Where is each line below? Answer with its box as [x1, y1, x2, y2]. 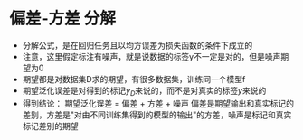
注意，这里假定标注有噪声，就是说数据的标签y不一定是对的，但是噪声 [22, 51, 281, 61]
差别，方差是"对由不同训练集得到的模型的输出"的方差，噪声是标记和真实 [22, 109, 292, 120]
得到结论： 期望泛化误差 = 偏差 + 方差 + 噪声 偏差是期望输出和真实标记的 [22, 98, 295, 108]
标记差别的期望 [22, 120, 79, 131]
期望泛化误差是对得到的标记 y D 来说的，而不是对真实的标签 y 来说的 [22, 85, 267, 98]
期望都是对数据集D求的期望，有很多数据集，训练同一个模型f [22, 73, 246, 84]
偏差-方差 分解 [9, 8, 116, 29]
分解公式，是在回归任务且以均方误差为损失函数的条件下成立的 [22, 40, 253, 51]
